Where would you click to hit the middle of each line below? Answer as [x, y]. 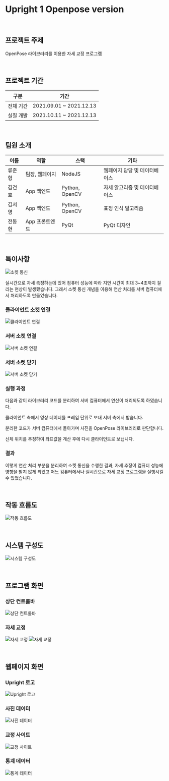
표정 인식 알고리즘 [123, 208]
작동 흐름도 [21, 505]
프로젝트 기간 [24, 81]
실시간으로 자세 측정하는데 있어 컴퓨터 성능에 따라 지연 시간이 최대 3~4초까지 [80, 283]
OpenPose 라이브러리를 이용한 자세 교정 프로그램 [54, 53]
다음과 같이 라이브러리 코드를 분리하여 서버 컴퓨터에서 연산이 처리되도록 [75, 401]
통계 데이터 [18, 761]
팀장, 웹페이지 [41, 174]
